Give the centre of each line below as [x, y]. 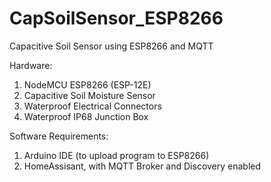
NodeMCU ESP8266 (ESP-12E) [87, 84]
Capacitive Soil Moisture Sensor [89, 95]
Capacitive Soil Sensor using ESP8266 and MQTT [111, 46]
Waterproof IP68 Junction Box [86, 116]
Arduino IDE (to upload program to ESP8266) [116, 155]
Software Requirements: [59, 136]
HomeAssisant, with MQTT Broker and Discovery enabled [142, 166]
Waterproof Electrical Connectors [92, 106]
